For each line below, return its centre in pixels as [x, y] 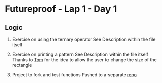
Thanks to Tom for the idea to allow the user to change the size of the [84, 60]
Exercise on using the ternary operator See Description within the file [84, 39]
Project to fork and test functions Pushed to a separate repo [74, 75]
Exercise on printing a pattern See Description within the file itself [80, 54]
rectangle [22, 65]
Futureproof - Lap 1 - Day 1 [61, 9]
